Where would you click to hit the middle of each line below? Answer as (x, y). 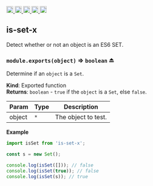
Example (18, 132)
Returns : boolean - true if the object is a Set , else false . (76, 92)
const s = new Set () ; (34, 154)
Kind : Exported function (36, 86)
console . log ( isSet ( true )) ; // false (53, 171)
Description (81, 107)
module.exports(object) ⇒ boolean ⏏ (60, 60)
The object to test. (81, 117)
